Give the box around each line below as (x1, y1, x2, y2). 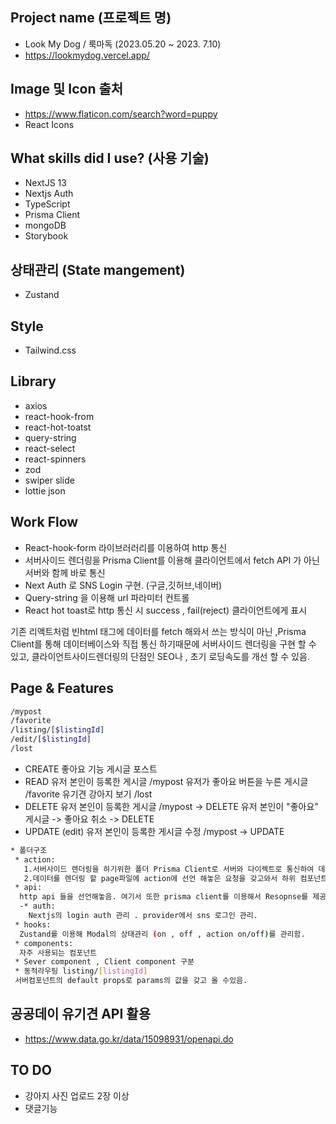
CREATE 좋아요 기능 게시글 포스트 (24, 763, 158, 775)
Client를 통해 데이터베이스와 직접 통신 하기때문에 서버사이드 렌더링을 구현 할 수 (10, 638, 317, 650)
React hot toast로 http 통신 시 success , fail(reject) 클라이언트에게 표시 (24, 604, 308, 616)
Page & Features (10, 680, 115, 697)
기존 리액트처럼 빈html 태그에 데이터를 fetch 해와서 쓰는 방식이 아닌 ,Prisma (10, 625, 307, 637)
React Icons (24, 118, 75, 130)
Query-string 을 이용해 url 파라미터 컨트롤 (24, 591, 190, 603)
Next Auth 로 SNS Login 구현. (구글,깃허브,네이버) (24, 579, 223, 591)
